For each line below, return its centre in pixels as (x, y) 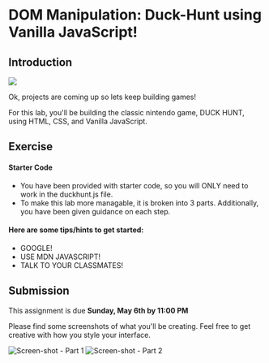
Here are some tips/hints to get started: (76, 230)
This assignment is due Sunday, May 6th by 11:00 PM (98, 310)
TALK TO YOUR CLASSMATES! (72, 265)
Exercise (31, 147)
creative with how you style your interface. (80, 335)
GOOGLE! (36, 248)
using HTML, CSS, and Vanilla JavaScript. (78, 121)
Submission (39, 291)
